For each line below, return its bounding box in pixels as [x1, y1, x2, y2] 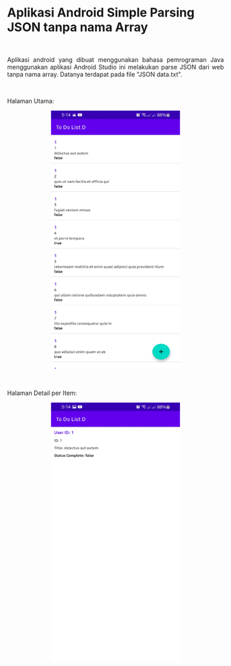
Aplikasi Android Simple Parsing [7, 5, 195, 21]
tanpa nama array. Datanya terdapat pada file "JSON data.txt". [7, 70, 183, 78]
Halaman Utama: [7, 96, 54, 105]
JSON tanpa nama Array [7, 19, 148, 35]
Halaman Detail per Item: [7, 389, 78, 397]
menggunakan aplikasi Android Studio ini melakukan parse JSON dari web [7, 63, 224, 71]
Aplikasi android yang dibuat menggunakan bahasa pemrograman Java [7, 55, 224, 63]
